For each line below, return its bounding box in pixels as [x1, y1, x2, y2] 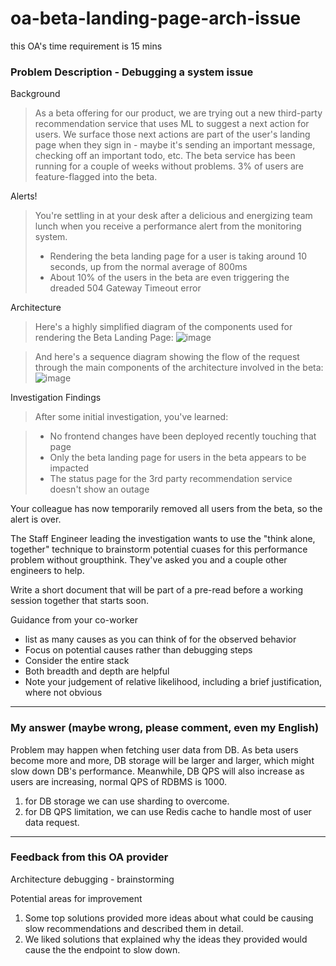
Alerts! [10, 190, 38, 202]
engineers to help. [10, 565, 85, 577]
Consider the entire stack [24, 655, 130, 667]
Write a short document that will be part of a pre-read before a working [10, 584, 304, 596]
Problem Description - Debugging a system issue [10, 65, 254, 79]
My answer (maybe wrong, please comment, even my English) [10, 721, 320, 735]
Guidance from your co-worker [10, 614, 138, 626]
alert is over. [10, 513, 62, 526]
